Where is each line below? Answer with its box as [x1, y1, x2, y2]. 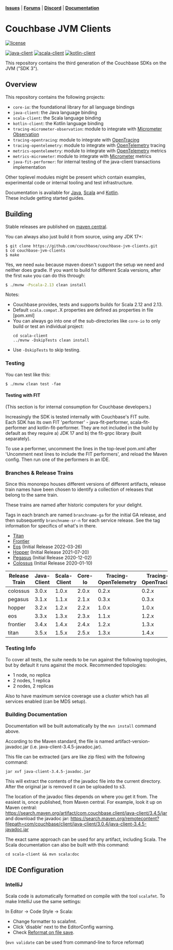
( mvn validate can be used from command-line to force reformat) [5, 939, 144, 945]
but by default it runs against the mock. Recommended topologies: [5, 662, 147, 668]
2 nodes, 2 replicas [12, 682, 54, 689]
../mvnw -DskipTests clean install [12, 338, 90, 343]
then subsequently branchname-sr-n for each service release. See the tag [5, 517, 161, 523]
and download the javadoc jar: [5, 815, 70, 821]
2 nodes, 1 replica [12, 677, 50, 683]
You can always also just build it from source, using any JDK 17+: [5, 233, 143, 239]
